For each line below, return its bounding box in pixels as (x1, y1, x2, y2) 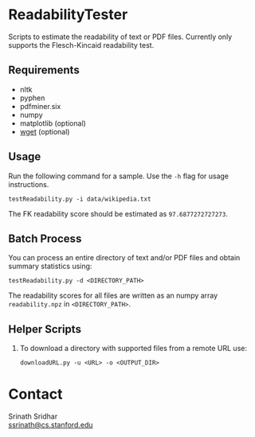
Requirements (8, 64, 80, 77)
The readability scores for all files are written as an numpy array (8, 291, 218, 300)
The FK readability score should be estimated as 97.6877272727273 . (8, 209, 229, 218)
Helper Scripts (8, 322, 82, 336)
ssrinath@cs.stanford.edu (8, 420, 93, 430)
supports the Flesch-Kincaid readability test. (8, 40, 155, 49)
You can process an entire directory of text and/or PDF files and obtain (8, 253, 241, 263)
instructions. (8, 179, 49, 189)
